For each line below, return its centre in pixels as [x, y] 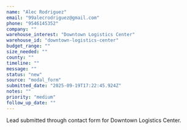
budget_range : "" [28, 46]
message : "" [21, 69]
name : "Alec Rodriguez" [37, 12]
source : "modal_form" [34, 80]
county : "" [20, 57]
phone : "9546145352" [33, 23]
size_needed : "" [27, 52]
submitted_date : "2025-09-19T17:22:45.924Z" [64, 86]
